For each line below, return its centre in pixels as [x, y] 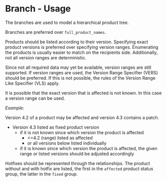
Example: [15, 108]
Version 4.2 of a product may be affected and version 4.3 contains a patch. [82, 117]
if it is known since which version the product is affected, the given [88, 148]
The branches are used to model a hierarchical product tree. [67, 22]
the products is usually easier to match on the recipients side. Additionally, [82, 52]
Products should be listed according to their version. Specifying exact [77, 42]
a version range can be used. [35, 98]
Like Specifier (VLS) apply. [32, 83]
